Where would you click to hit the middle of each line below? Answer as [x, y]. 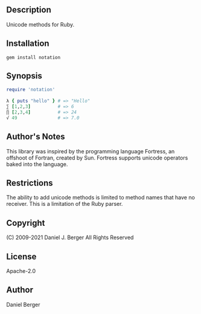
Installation [28, 44]
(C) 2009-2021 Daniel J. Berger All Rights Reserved [70, 237]
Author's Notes [36, 137]
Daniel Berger [23, 304]
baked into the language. [37, 164]
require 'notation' [31, 90]
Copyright [26, 223]
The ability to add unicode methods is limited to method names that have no [101, 197]
